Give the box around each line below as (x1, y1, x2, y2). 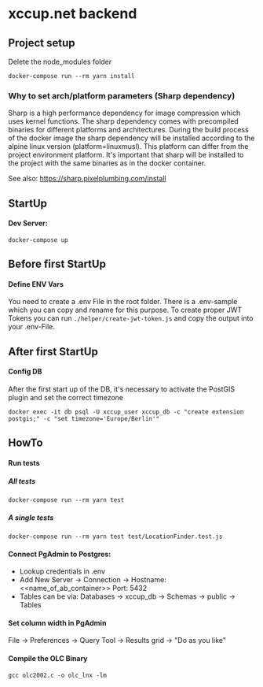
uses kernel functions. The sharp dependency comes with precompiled (8, 117, 239, 126)
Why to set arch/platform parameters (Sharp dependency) (8, 90, 236, 101)
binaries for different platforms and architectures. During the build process (8, 125, 249, 135)
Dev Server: (8, 218, 49, 228)
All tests (8, 476, 36, 485)
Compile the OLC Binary (8, 654, 88, 663)
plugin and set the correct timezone (8, 393, 124, 403)
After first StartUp (8, 344, 98, 358)
